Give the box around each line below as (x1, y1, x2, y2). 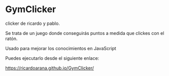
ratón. (5, 35, 18, 42)
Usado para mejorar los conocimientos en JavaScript (5, 45, 117, 51)
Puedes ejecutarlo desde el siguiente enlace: (5, 55, 99, 61)
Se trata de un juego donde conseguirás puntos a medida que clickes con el (5, 30, 164, 36)
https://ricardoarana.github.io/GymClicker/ (5, 65, 94, 71)
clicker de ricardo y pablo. (5, 20, 60, 26)
